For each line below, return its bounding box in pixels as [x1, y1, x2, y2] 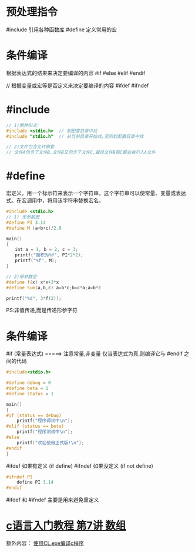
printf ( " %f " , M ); [14, 257, 58, 264]
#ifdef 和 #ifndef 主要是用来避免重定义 [6, 496, 99, 504]
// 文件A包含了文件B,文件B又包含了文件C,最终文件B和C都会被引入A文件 [6, 150, 156, 156]
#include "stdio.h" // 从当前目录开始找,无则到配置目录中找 [6, 133, 144, 139]
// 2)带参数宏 [6, 273, 37, 280]
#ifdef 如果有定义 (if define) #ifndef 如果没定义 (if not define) [6, 462, 154, 469]
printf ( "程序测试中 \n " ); [16, 429, 73, 435]
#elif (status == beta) [6, 424, 65, 429]
